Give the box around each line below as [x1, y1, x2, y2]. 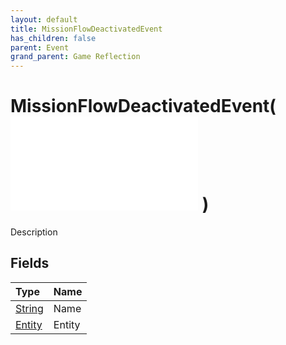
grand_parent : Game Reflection [10, 52, 141, 62]
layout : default [10, 14, 78, 25]
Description [10, 226, 58, 238]
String [15, 301, 44, 315]
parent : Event [10, 42, 70, 53]
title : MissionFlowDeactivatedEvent [10, 24, 163, 34]
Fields [10, 255, 50, 272]
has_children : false [10, 33, 97, 43]
